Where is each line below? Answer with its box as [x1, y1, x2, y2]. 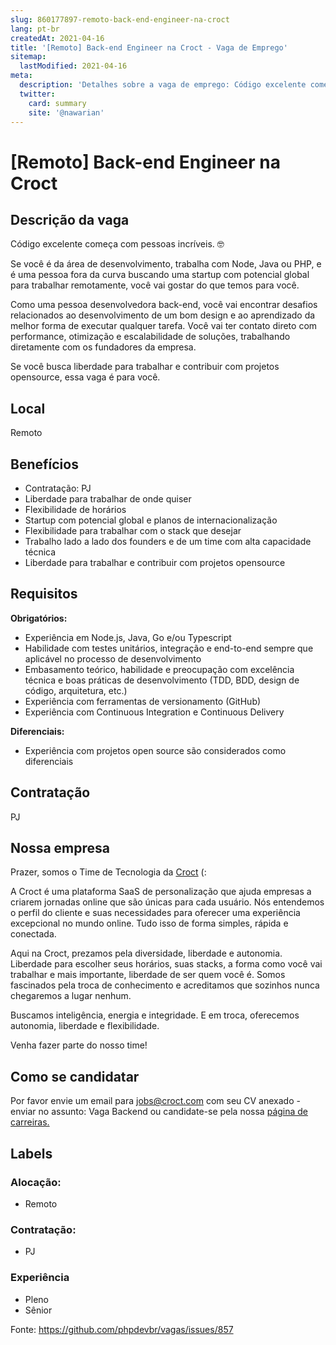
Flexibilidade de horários [24, 504, 127, 515]
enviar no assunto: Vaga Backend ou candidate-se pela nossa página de [10, 1106, 309, 1118]
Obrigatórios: [10, 612, 68, 624]
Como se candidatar [10, 1068, 140, 1085]
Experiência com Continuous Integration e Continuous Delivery [24, 706, 285, 718]
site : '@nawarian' [28, 107, 105, 118]
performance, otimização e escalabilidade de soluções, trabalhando [10, 331, 291, 343]
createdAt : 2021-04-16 [10, 33, 105, 43]
